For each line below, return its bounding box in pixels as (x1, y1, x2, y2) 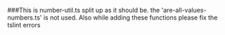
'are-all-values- (161, 6, 207, 14)
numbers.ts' (7, 13, 42, 22)
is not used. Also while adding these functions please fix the (43, 13, 218, 22)
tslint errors (7, 21, 41, 29)
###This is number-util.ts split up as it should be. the (7, 6, 160, 14)
